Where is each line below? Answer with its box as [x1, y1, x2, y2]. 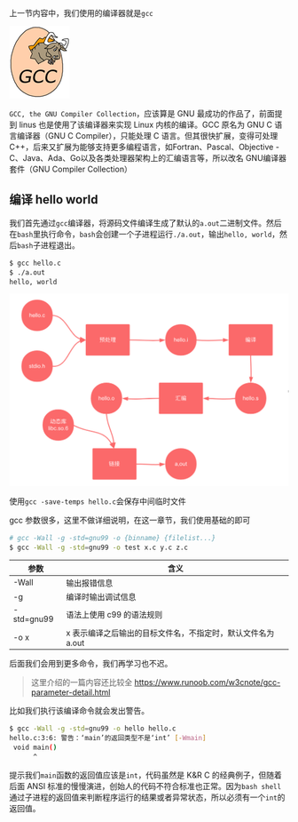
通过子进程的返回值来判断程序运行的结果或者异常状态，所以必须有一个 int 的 [9, 792, 286, 802]
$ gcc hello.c [9, 259, 62, 267]
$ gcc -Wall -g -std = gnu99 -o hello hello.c [9, 724, 176, 733]
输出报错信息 [66, 577, 114, 588]
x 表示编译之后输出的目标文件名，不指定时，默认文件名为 [66, 627, 275, 638]
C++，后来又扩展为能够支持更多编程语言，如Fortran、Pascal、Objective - [9, 141, 279, 152]
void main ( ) [12, 743, 58, 752]
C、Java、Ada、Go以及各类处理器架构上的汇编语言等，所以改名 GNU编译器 [9, 153, 286, 163]
